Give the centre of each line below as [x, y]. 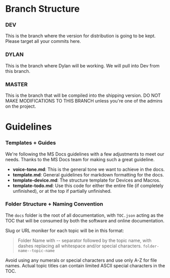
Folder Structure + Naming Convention [54, 204]
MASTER [17, 84]
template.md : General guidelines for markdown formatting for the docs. [88, 174]
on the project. [21, 106]
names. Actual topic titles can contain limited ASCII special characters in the [85, 265]
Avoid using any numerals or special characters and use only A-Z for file [81, 260]
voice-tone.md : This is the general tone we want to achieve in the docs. [89, 169]
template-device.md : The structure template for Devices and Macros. [87, 180]
